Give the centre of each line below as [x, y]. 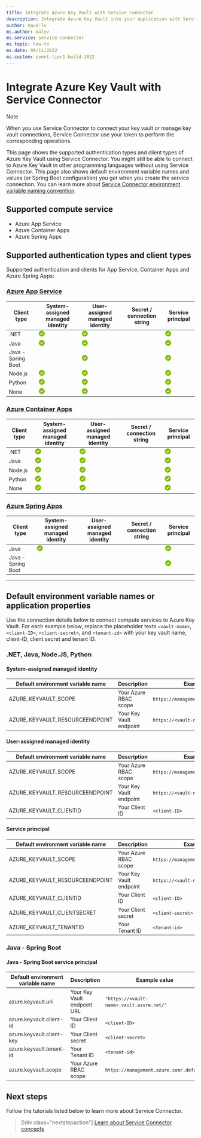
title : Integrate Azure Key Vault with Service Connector [80, 13]
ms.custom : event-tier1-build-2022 [51, 57]
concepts [33, 1129]
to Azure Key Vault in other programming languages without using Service [98, 165]
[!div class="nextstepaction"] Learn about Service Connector [96, 1122]
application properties [48, 605]
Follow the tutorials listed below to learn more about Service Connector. [95, 1111]
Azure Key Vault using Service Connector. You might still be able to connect [100, 159]
